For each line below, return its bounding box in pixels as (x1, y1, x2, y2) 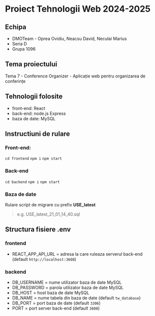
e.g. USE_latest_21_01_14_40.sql (17, 211, 80, 217)
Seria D (12, 41, 27, 47)
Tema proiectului (5, 60, 57, 69)
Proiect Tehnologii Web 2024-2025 (5, 3, 151, 15)
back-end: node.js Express (12, 111, 66, 116)
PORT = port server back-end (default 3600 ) (12, 305, 100, 311)
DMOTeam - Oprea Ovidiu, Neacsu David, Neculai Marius (12, 36, 127, 41)
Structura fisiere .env (5, 225, 71, 234)
